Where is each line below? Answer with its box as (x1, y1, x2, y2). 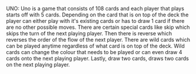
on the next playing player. (6, 61, 70, 68)
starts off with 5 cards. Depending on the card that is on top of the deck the (6, 11, 189, 18)
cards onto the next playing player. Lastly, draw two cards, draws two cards (6, 55, 189, 62)
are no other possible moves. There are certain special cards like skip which (6, 23, 190, 31)
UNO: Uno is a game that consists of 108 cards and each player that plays (6, 5, 185, 12)
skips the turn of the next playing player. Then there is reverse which (6, 30, 172, 37)
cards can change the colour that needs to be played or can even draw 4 (6, 49, 183, 55)
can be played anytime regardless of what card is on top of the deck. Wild (6, 42, 185, 49)
